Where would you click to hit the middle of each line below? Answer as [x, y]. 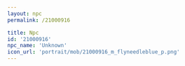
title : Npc [23, 33]
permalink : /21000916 [39, 20]
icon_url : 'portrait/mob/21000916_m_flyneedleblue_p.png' [94, 52]
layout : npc [25, 14]
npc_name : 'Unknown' [37, 46]
